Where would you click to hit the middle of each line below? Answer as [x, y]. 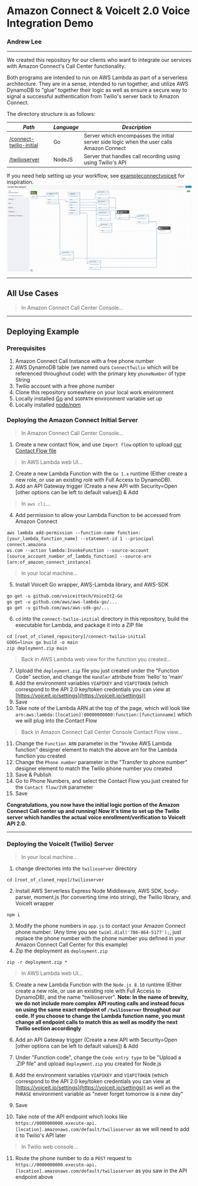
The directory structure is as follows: [51, 114]
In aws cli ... [36, 504]
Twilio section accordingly [48, 1028]
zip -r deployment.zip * [37, 962]
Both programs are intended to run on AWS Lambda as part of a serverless [97, 78]
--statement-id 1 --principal [117, 539]
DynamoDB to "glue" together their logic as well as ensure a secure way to [97, 90]
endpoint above [34, 1177]
